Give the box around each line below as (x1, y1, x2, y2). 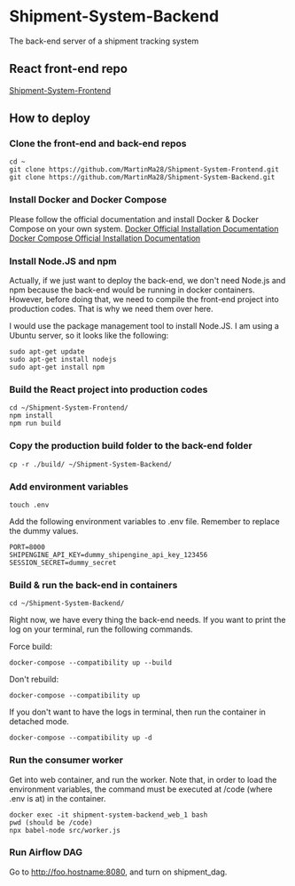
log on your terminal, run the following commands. (9, 624, 193, 635)
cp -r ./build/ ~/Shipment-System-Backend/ (9, 459, 173, 468)
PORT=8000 (9, 542, 46, 552)
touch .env (9, 500, 50, 509)
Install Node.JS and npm (9, 255, 117, 267)
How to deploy (9, 111, 91, 126)
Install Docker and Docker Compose (9, 194, 167, 206)
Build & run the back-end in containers (9, 579, 178, 591)
